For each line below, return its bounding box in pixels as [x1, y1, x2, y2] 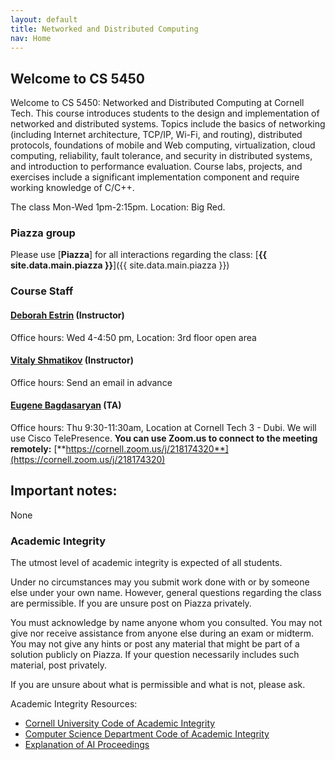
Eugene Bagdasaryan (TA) [10, 399, 122, 411]
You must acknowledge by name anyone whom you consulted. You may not [10, 617, 323, 629]
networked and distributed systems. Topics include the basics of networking [10, 118, 326, 130]
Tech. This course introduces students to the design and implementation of [10, 107, 320, 120]
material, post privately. [10, 659, 108, 671]
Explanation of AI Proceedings [24, 739, 150, 751]
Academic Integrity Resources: [10, 698, 138, 710]
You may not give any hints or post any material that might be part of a [10, 638, 300, 650]
